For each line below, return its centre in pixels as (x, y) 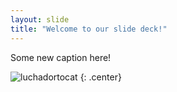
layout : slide (40, 19)
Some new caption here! (61, 57)
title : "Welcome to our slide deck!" (89, 29)
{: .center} (100, 77)
